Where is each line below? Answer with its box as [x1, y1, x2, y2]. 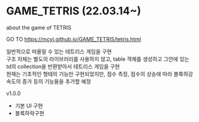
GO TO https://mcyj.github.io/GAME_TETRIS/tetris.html [6, 35, 141, 42]
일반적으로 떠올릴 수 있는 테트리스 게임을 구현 [6, 48, 112, 55]
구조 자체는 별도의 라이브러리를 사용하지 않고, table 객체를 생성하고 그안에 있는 [6, 55, 190, 62]
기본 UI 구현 [14, 102, 43, 109]
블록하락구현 [14, 109, 45, 117]
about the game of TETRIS [6, 24, 72, 31]
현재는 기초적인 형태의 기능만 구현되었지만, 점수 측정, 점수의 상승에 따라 [6, 70, 173, 77]
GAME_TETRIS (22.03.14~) [6, 4, 141, 18]
